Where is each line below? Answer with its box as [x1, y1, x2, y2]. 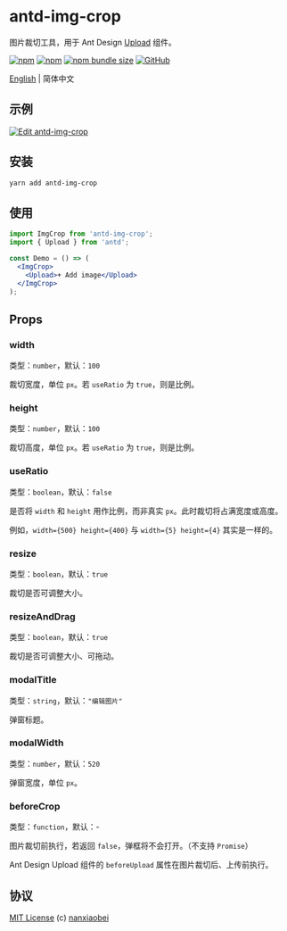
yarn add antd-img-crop [9, 179, 98, 187]
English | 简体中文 [9, 73, 75, 84]
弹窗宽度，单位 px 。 [9, 777, 83, 787]
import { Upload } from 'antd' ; [9, 238, 129, 247]
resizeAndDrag [9, 610, 76, 622]
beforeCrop [9, 800, 61, 812]
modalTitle [9, 674, 57, 686]
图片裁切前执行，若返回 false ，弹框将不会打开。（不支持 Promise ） [9, 841, 253, 852]
